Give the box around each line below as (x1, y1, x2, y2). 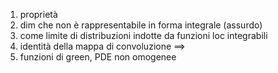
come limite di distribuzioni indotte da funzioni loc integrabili (19, 30, 268, 41)
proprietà (19, 9, 58, 20)
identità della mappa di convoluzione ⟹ (19, 40, 186, 52)
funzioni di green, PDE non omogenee (19, 51, 177, 63)
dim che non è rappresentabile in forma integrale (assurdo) (19, 19, 263, 31)
